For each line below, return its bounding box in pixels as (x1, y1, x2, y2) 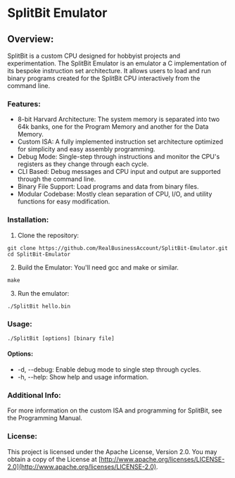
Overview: (7, 33, 54, 45)
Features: (7, 99, 41, 108)
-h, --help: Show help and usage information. (17, 373, 149, 382)
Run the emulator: (17, 289, 70, 297)
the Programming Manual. (7, 414, 83, 422)
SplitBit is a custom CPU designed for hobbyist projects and (7, 51, 181, 60)
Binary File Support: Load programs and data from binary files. (17, 182, 199, 191)
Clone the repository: (17, 231, 80, 239)
